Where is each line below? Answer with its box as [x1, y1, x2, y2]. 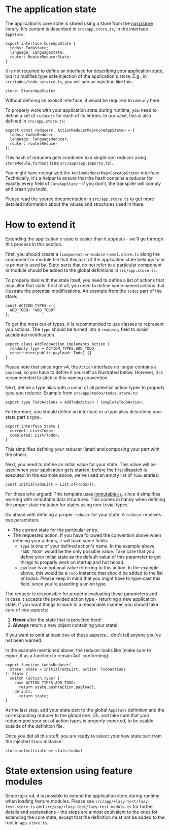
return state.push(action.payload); [18, 685, 96, 690]
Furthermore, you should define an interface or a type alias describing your [5, 408, 162, 415]
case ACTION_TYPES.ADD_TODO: [14, 680, 76, 685]
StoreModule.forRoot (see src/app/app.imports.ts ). [5, 160, 113, 166]
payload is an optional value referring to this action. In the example [20, 564, 159, 570]
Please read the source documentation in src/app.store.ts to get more [5, 196, 154, 202]
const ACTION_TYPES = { [5, 303, 56, 308]
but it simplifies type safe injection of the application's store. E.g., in [5, 73, 147, 79]
